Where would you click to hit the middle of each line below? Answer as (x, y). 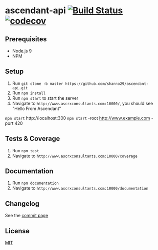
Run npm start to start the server (45, 98)
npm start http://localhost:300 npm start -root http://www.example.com (78, 118)
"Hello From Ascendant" (36, 109)
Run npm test (25, 150)
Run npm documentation (35, 183)
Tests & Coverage (33, 139)
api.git (20, 88)
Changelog (22, 204)
